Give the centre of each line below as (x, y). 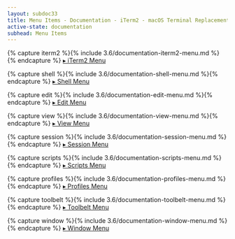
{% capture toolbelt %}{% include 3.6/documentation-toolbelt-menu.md (111, 200)
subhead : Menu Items (37, 33)
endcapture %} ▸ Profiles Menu (63, 187)
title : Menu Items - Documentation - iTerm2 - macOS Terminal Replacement (119, 20)
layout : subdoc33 (33, 14)
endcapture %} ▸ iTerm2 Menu (62, 61)
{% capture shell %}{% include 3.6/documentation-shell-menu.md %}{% (113, 74)
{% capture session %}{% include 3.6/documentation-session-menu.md (112, 137)
